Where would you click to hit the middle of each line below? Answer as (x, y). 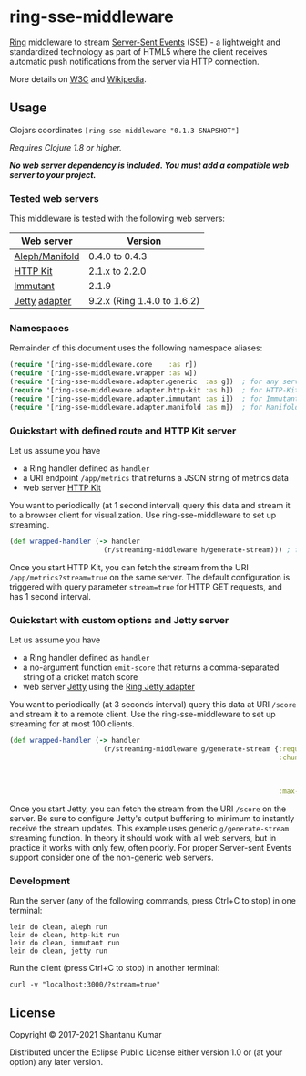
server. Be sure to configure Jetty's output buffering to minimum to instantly (152, 819)
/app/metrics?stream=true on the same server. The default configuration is (150, 577)
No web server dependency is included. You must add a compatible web (149, 165)
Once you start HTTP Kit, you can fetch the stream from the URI (129, 567)
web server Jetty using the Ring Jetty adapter (109, 686)
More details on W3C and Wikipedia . (78, 78)
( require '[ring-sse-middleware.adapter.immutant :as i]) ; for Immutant (154, 399)
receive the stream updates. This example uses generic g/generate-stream (149, 829)
